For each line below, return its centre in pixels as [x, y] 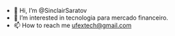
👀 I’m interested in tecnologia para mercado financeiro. [91, 18]
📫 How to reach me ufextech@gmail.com [72, 25]
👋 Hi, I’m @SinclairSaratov [50, 11]
